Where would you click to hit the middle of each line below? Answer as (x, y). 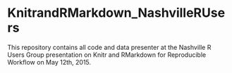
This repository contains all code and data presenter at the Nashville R (109, 47)
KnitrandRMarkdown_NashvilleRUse (116, 13)
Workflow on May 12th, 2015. (49, 62)
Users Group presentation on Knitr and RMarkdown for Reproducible (107, 55)
